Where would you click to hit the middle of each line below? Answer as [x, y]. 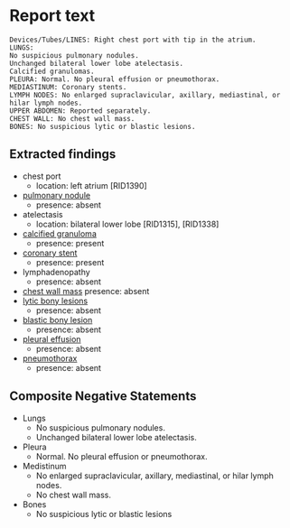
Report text [52, 16]
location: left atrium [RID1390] [91, 185]
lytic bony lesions [55, 301]
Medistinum [44, 466]
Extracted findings [63, 154]
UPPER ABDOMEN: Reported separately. [80, 111]
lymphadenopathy [56, 272]
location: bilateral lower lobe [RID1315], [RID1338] [127, 224]
